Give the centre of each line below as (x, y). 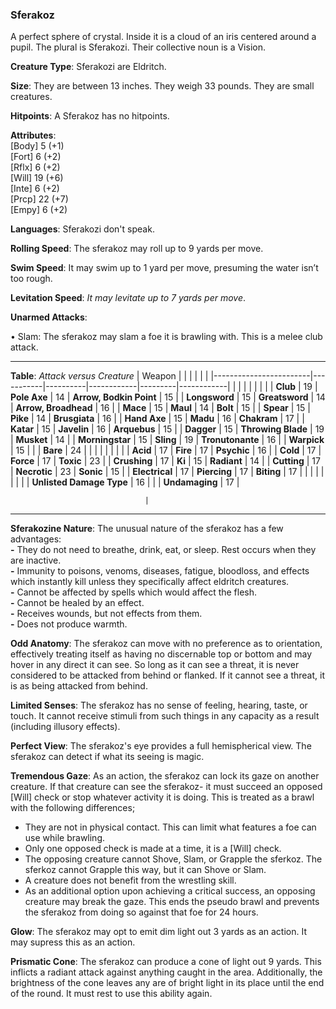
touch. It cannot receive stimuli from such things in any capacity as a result (165, 716)
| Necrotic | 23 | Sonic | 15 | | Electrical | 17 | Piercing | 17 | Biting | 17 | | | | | (167, 472)
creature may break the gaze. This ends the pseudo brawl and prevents (172, 902)
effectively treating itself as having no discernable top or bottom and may (161, 654)
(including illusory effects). (65, 727)
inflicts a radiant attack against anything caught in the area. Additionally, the (166, 972)
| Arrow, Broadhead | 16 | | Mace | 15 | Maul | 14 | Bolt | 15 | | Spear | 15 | (160, 408)
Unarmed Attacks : (49, 317)
